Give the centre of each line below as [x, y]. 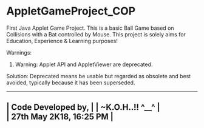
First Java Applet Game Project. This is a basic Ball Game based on [90, 28]
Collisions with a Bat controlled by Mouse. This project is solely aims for [96, 34]
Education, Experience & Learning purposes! [62, 41]
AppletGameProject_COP [71, 11]
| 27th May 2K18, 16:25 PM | [60, 117]
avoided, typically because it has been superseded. [71, 83]
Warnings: [19, 52]
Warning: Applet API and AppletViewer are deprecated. [84, 64]
